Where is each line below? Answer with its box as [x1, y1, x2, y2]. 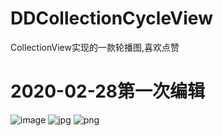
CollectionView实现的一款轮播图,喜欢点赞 [10, 41, 180, 53]
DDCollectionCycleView [10, 7, 213, 30]
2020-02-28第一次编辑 [10, 80, 206, 103]
